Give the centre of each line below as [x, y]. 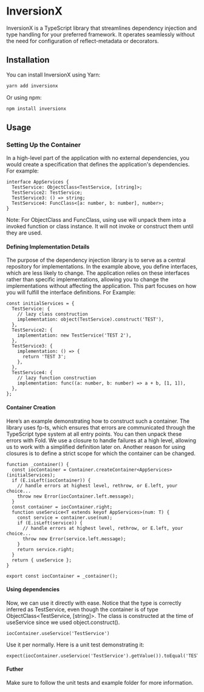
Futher [15, 669]
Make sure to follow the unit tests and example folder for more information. [100, 683]
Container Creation [31, 407]
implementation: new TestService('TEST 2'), [74, 335]
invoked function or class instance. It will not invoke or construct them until [100, 227]
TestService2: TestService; [47, 193]
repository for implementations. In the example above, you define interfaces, [102, 267]
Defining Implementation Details [48, 247]
